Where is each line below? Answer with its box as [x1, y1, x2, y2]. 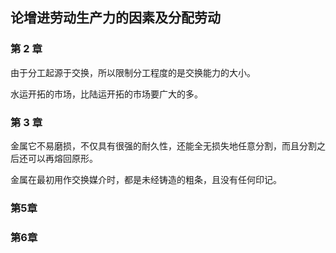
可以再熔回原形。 [27, 152, 98, 164]
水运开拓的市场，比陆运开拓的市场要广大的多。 [10, 88, 203, 100]
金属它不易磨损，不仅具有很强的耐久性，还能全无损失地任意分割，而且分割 [10, 139, 317, 152]
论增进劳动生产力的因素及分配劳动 [10, 9, 221, 27]
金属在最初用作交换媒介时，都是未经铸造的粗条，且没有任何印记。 [10, 173, 282, 185]
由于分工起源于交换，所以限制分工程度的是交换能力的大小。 [10, 66, 256, 78]
